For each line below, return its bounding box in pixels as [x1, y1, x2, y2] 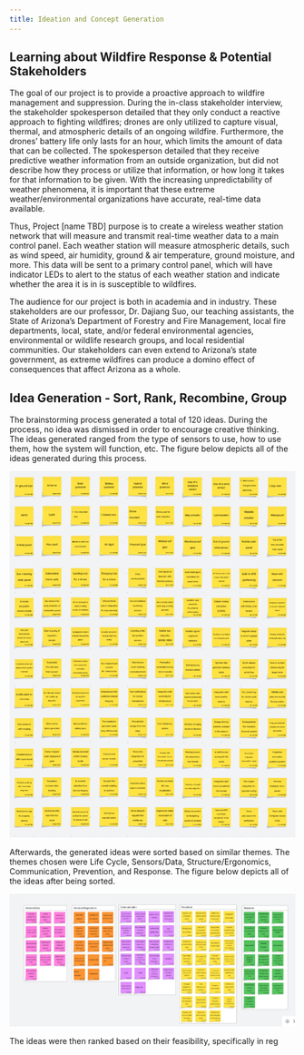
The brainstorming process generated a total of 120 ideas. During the [9, 414, 268, 426]
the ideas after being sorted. [9, 876, 116, 887]
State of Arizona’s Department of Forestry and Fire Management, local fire [9, 316, 286, 327]
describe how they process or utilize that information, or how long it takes [9, 164, 285, 176]
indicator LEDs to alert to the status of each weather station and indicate [9, 269, 280, 281]
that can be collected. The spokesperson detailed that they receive [9, 145, 260, 156]
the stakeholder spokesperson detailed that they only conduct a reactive [9, 107, 280, 118]
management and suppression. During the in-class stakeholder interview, [9, 97, 283, 108]
